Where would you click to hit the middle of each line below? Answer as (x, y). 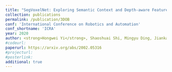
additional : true (24, 62)
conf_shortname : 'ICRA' (31, 29)
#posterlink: (19, 57)
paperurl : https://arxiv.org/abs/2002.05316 (53, 48)
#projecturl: (19, 52)
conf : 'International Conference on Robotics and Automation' (73, 24)
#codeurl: (16, 43)
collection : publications (33, 15)
